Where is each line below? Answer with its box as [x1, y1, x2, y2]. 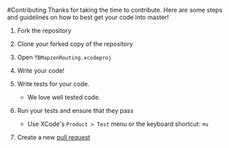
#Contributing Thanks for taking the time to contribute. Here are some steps [7, 6, 223, 14]
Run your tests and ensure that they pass [17, 107, 134, 114]
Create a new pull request [17, 134, 91, 141]
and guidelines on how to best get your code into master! [7, 13, 169, 21]
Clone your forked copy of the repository [17, 40, 133, 47]
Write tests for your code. [17, 80, 90, 88]
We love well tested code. [27, 93, 101, 101]
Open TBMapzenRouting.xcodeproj [17, 53, 112, 61]
